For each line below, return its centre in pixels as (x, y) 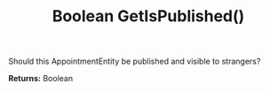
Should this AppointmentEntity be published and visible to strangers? (135, 61)
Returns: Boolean (40, 79)
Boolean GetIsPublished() (148, 16)
